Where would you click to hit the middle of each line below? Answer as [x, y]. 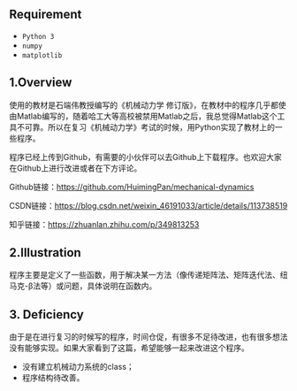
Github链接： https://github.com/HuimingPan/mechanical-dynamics [132, 187]
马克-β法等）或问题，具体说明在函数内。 [83, 286]
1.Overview [41, 83]
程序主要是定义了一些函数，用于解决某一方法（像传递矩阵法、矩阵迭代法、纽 [148, 275]
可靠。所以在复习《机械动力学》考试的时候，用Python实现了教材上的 [150, 126]
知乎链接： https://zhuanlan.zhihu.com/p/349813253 [104, 224]
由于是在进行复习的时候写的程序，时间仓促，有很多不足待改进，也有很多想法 [148, 337]
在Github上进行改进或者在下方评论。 [76, 168]
